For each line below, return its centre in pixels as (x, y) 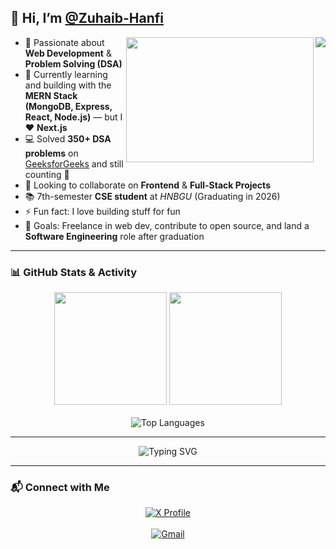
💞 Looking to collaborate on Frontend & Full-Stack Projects (147, 185)
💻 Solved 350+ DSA (68, 138)
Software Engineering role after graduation (114, 236)
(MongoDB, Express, (68, 106)
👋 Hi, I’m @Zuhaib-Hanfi (87, 18)
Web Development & (68, 53)
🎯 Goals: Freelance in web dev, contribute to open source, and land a (167, 225)
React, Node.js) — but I (73, 117)
